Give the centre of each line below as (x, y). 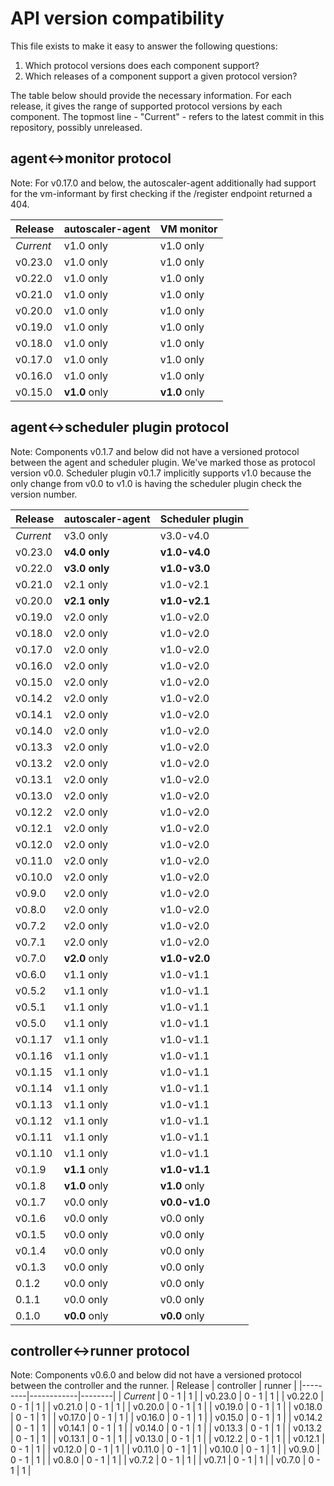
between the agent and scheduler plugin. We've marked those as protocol (163, 462)
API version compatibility (117, 18)
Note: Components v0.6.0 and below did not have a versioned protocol (156, 1375)
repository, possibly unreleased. (76, 127)
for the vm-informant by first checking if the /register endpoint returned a (161, 193)
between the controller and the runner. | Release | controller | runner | (153, 1386)
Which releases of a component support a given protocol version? (161, 76)
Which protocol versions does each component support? (142, 65)
